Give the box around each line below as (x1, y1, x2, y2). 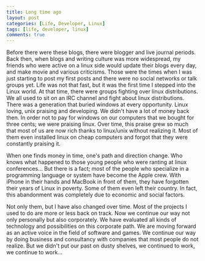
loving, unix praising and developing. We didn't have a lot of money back (6, 107, 190, 115)
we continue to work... (6, 249, 63, 256)
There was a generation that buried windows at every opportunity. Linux (6, 101, 188, 108)
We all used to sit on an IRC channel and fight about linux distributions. (6, 95, 185, 102)
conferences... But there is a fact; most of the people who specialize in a (6, 165, 189, 173)
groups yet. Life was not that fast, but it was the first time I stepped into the (6, 81, 196, 89)
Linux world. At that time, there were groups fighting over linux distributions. (6, 88, 198, 95)
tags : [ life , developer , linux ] (6, 26, 89, 33)
